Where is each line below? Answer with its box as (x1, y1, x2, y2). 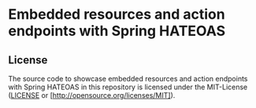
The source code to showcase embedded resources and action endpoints (8, 74, 248, 83)
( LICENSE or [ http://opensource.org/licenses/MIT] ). (8, 91, 176, 99)
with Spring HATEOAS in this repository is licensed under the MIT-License (8, 82, 248, 92)
